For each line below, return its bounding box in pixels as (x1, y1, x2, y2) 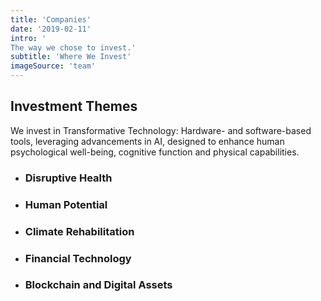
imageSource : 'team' (10, 61, 97, 71)
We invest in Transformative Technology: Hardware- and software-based (10, 124, 312, 136)
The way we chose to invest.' (10, 42, 137, 53)
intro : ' (10, 33, 47, 43)
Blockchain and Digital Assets (24, 278, 173, 292)
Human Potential (24, 197, 108, 211)
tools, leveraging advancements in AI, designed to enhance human (10, 135, 285, 147)
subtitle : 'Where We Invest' (10, 52, 132, 62)
